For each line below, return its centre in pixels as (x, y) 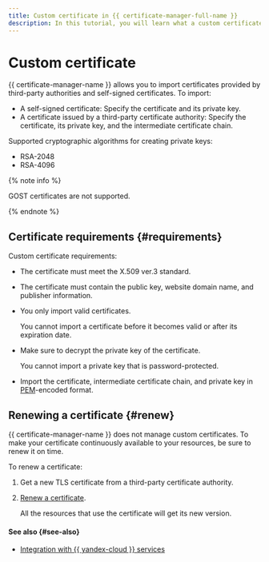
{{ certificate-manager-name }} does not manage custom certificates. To (128, 434)
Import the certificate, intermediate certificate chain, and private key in (137, 381)
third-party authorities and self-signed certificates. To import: (110, 94)
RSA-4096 (37, 165)
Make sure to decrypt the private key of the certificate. (110, 351)
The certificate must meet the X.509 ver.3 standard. (105, 272)
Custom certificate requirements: (63, 256)
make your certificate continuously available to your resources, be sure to (130, 443)
